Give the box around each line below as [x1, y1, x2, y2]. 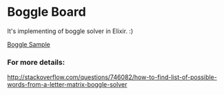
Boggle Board [7, 4, 86, 20]
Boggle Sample [7, 40, 50, 48]
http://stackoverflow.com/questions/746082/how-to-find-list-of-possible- [7, 73, 217, 81]
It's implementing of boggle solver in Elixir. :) [7, 27, 133, 35]
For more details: [7, 57, 65, 67]
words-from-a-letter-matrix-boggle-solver [7, 81, 128, 89]
